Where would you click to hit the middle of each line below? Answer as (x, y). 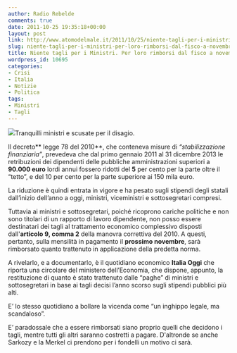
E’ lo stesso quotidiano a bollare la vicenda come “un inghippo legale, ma (114, 306)
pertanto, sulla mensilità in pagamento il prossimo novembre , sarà (104, 241)
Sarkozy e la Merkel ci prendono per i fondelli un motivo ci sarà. (100, 342)
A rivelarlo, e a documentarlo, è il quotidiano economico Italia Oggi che (111, 262)
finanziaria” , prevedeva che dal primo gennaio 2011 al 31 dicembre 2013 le (116, 154)
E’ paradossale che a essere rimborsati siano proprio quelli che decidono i (115, 327)
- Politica (24, 92)
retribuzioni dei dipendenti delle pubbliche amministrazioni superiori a (109, 161)
